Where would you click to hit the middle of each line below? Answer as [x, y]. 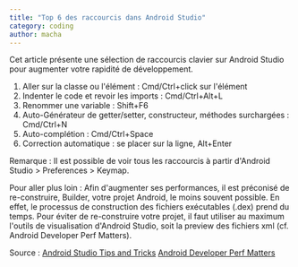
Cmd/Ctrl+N [45, 125]
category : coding [42, 26]
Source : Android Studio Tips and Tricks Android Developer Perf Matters [142, 253]
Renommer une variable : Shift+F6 [85, 106]
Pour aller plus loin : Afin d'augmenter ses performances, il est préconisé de [149, 188]
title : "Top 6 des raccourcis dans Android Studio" [107, 17]
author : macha [36, 34]
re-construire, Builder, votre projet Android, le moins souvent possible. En [145, 197]
